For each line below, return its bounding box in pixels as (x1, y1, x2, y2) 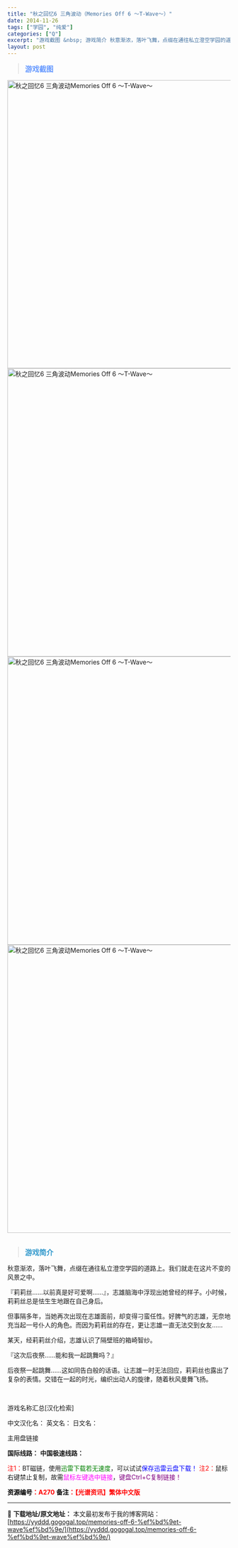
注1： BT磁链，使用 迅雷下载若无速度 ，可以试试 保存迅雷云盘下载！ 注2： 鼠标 (7, 1464, 228, 1472)
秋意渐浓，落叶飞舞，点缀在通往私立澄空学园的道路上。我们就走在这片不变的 (7, 1264, 231, 1272)
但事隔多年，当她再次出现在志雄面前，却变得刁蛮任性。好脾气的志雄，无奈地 (7, 1312, 231, 1320)
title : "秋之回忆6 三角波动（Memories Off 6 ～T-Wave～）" (7, 10, 172, 18)
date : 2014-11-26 (7, 17, 59, 24)
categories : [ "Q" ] (7, 30, 62, 38)
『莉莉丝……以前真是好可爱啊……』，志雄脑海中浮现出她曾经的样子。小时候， (7, 1288, 231, 1296)
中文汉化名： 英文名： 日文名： (7, 1419, 98, 1427)
